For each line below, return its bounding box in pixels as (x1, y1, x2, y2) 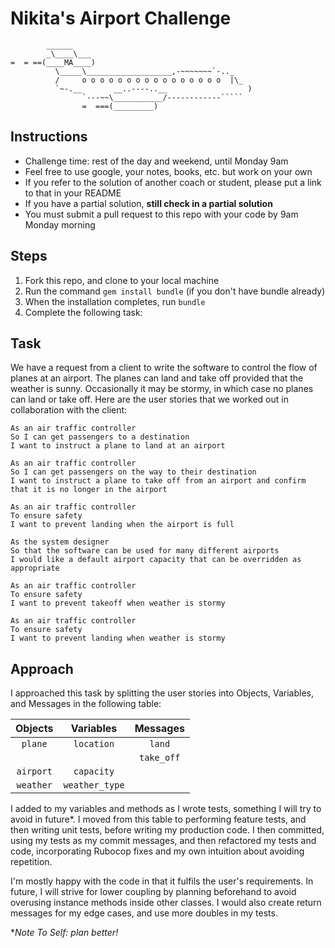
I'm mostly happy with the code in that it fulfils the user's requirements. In (10, 875, 314, 887)
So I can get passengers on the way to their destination (10, 467, 257, 477)
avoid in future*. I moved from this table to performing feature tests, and (10, 813, 307, 826)
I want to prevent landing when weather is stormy (10, 633, 226, 644)
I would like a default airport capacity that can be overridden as (10, 555, 302, 565)
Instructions (10, 128, 88, 146)
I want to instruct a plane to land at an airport (10, 441, 226, 451)
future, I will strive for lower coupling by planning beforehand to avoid (10, 886, 297, 898)
